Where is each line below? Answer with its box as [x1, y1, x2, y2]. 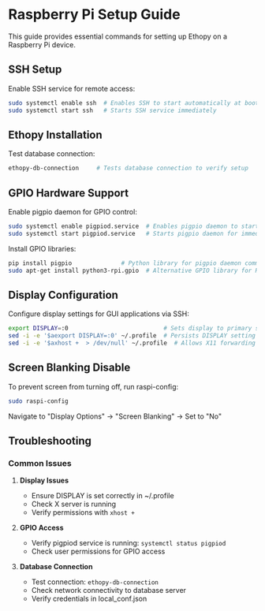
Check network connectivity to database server [31, 586, 187, 595]
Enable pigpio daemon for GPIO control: [8, 207, 138, 216]
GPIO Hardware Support [8, 186, 129, 199]
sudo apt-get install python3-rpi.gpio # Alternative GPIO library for [8, 266, 252, 274]
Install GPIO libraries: [8, 244, 77, 253]
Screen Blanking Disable [8, 361, 131, 374]
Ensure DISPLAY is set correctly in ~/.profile [31, 491, 175, 501]
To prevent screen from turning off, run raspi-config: [8, 382, 179, 391]
